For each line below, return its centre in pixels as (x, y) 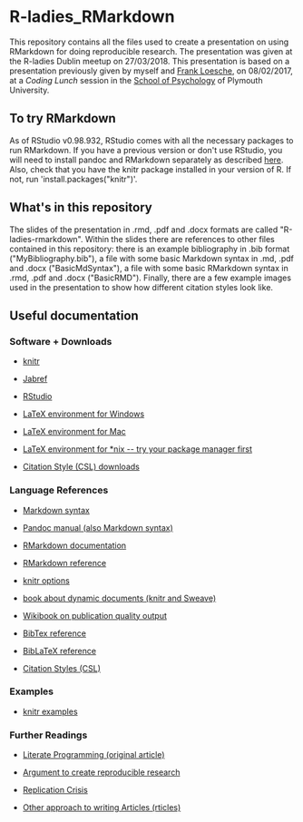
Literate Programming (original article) (93, 755)
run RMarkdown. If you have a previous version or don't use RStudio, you (146, 150)
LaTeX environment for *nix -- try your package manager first (137, 449)
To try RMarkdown (63, 118)
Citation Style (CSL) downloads (81, 467)
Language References (59, 490)
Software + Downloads (61, 341)
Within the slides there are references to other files (180, 239)
